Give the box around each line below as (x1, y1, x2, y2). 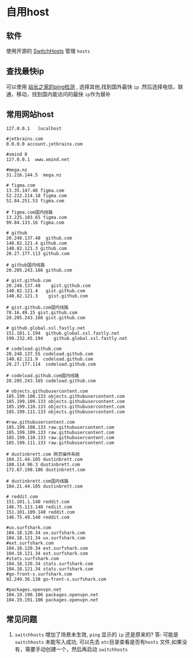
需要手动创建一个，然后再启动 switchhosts (25, 646, 128, 653)
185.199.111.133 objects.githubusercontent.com (6, 408, 125, 415)
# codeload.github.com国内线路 (6, 372, 79, 378)
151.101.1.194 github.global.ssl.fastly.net (6, 330, 119, 336)
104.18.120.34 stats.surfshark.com (6, 561, 94, 567)
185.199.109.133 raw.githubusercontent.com (6, 429, 115, 436)
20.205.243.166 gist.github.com (6, 315, 85, 320)
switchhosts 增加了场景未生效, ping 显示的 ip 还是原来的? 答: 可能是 (14, 631, 179, 638)
